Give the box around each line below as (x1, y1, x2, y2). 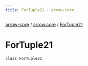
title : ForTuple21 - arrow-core (5, 7, 74, 13)
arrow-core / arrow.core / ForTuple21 (5, 21, 83, 27)
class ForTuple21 (5, 56, 42, 61)
